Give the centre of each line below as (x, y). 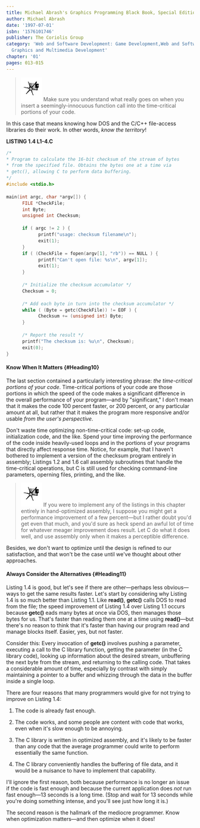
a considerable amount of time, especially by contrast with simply (87, 668)
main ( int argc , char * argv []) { (46, 197)
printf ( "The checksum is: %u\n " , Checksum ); (78, 341)
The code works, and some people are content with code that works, (99, 722)
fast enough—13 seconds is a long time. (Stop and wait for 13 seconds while (100, 795)
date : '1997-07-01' (30, 25)
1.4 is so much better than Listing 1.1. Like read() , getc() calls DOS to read (96, 600)
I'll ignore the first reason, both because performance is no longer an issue (98, 782)
